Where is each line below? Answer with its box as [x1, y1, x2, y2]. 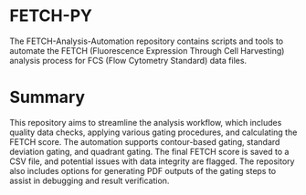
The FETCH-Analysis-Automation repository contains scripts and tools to [9, 36, 284, 46]
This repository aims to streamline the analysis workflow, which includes [9, 117, 282, 128]
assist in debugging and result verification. [9, 175, 170, 186]
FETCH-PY [9, 5, 93, 26]
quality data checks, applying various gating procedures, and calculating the [9, 127, 298, 138]
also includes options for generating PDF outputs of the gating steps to [9, 165, 277, 176]
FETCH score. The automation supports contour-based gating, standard [9, 136, 280, 147]
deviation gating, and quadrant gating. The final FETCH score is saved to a [9, 146, 290, 157]
